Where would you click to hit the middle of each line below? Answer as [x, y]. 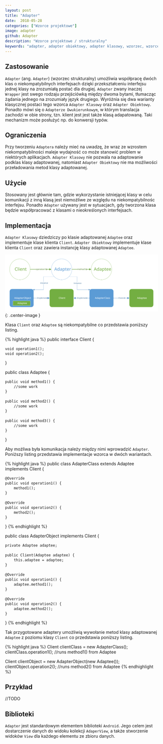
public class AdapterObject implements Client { [52, 536]
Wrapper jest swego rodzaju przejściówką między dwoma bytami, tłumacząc [81, 94]
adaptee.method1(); [33, 584]
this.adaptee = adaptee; [39, 560]
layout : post [18, 10]
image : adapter [20, 31]
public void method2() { [30, 401]
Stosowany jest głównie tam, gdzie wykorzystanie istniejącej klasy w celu [78, 195]
